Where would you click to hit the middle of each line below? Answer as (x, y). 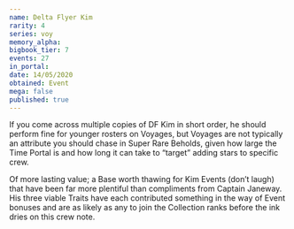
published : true (39, 99)
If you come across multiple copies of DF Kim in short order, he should (138, 125)
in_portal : (29, 67)
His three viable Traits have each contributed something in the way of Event (147, 198)
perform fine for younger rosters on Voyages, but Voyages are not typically (146, 134)
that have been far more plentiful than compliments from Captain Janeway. (146, 189)
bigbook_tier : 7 (39, 50)
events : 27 (29, 58)
